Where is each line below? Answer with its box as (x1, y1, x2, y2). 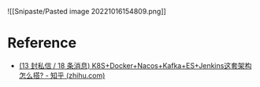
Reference (7, 34, 76, 52)
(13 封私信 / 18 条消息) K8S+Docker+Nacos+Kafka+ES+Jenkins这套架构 (18, 60, 252, 70)
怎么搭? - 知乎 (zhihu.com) (18, 71, 106, 80)
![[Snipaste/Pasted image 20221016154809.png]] (7, 7, 166, 16)
